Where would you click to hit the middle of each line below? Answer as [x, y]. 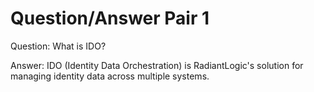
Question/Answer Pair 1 [110, 18]
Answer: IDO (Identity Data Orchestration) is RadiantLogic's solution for [157, 65]
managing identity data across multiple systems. [110, 76]
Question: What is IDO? [58, 46]
